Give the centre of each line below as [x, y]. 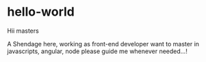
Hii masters [23, 31]
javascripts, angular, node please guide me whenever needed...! [98, 51]
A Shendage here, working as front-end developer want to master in [103, 44]
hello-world [41, 12]
